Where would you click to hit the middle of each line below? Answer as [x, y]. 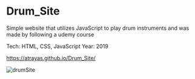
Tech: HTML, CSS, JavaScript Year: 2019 [57, 46]
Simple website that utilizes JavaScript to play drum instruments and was [98, 28]
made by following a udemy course [50, 34]
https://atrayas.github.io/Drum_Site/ [51, 58]
